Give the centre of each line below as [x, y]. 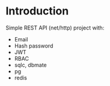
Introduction [37, 11]
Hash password [34, 46]
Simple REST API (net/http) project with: [55, 28]
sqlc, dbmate [30, 65]
